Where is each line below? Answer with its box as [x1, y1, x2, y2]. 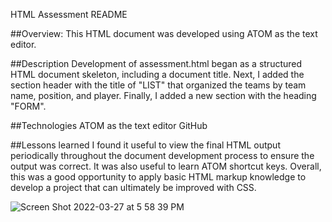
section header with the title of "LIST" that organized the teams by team [10, 79, 307, 91]
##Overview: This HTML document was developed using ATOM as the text [10, 28, 318, 39]
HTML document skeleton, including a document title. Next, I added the [10, 69, 305, 80]
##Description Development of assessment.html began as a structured [10, 58, 303, 69]
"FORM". [10, 100, 47, 112]
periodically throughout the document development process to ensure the [10, 150, 315, 161]
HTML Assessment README [10, 9, 128, 20]
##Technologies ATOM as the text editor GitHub [10, 120, 208, 131]
